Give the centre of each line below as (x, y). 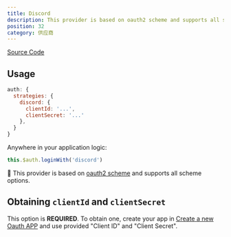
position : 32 (26, 26)
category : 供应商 (30, 33)
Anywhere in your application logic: (57, 148)
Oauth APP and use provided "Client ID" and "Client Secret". (92, 226)
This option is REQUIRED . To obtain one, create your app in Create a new (111, 218)
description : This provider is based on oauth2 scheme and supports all (113, 20)
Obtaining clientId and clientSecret (87, 202)
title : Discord (29, 13)
